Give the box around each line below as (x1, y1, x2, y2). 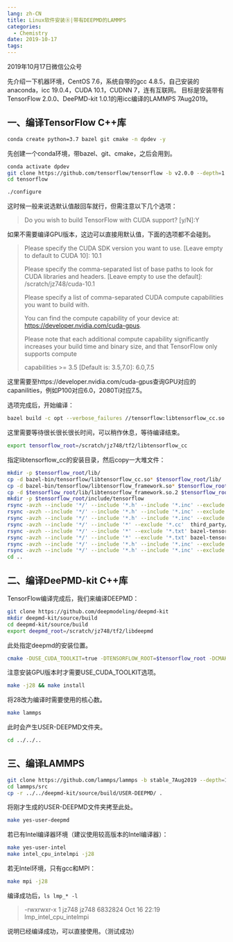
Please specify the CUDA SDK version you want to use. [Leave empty (24, 244, 223, 252)
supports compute (24, 350, 78, 358)
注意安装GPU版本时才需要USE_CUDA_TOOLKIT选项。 (7, 668, 160, 676)
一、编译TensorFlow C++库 (7, 117, 126, 129)
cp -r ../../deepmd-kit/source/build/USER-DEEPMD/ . (7, 790, 163, 797)
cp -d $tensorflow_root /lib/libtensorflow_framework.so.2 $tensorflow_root (7, 489, 231, 496)
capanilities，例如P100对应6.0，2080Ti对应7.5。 (7, 387, 146, 395)
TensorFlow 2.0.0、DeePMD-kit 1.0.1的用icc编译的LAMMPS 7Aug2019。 (7, 95, 212, 103)
